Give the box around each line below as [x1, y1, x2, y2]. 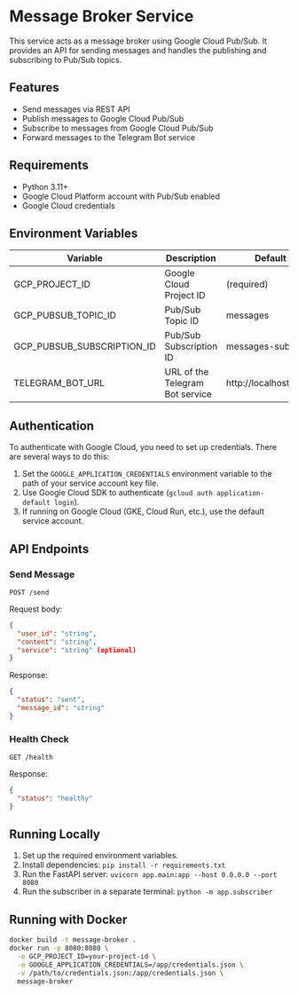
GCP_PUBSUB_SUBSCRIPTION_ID [13, 340, 157, 352]
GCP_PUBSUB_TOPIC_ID [13, 309, 117, 321]
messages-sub [225, 340, 291, 352]
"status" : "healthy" [17, 794, 93, 802]
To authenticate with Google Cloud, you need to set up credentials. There [9, 442, 278, 453]
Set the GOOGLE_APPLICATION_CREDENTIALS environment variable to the [21, 469, 272, 479]
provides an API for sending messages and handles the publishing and [9, 44, 267, 55]
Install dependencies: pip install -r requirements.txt [21, 859, 226, 871]
